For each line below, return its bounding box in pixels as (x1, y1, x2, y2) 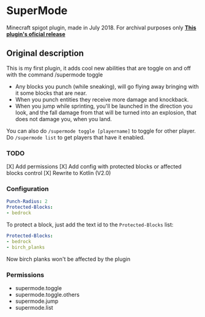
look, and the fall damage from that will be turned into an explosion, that (15, 108, 197, 116)
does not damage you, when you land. (15, 115, 112, 122)
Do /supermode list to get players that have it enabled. (6, 133, 145, 141)
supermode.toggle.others (15, 291, 80, 298)
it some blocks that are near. (15, 89, 88, 97)
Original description (6, 48, 84, 59)
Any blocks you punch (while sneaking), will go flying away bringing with (15, 83, 199, 90)
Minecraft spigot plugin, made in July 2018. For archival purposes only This (6, 24, 197, 31)
